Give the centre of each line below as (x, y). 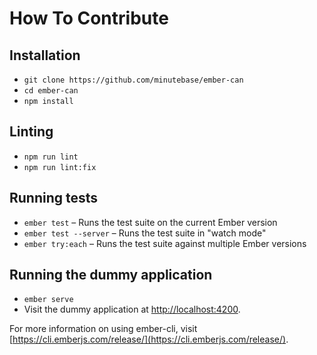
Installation (45, 55)
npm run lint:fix (60, 167)
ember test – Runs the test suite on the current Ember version (150, 222)
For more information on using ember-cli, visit (103, 329)
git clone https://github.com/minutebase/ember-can (133, 80)
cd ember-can (51, 91)
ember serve (48, 300)
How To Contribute (89, 18)
